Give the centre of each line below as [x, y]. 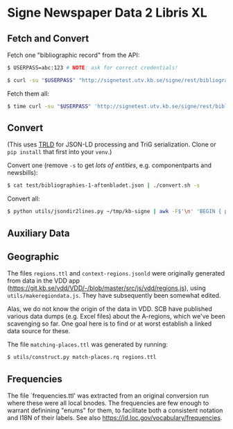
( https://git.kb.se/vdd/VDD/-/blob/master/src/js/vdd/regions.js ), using [106, 288]
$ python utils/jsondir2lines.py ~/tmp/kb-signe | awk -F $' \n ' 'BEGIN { [114, 212]
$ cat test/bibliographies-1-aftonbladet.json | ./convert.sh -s [103, 185]
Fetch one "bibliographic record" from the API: [74, 55]
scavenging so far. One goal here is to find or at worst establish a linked [110, 323]
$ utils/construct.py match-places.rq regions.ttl [82, 357]
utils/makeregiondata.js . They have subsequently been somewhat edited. [114, 296]
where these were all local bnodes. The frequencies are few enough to [108, 403]
